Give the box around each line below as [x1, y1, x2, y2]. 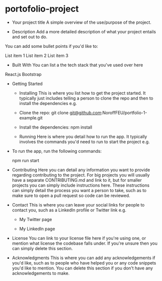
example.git [19, 115, 43, 120]
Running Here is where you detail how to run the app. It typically [19, 133, 147, 139]
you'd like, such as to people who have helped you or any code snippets [12, 260, 156, 266]
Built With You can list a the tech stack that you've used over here [12, 62, 144, 68]
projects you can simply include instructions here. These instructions [12, 182, 150, 188]
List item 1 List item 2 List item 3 [5, 52, 69, 59]
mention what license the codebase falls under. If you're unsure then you [12, 240, 158, 246]
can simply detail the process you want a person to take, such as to [12, 187, 147, 193]
